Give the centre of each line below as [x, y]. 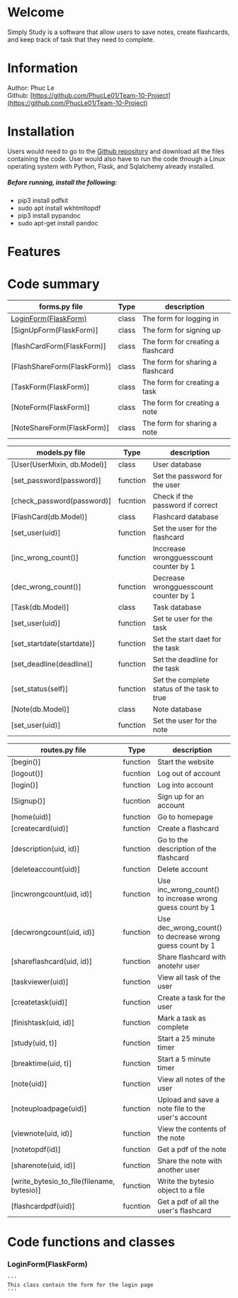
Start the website [186, 762]
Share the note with [189, 1160]
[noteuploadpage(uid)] [49, 1109]
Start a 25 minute [186, 1038]
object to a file [181, 1190]
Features [34, 251]
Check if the [173, 496]
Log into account [185, 784]
